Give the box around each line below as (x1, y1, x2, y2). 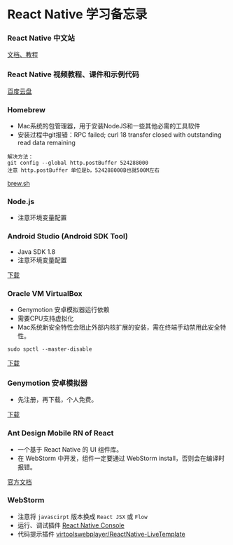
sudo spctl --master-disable (7, 345, 92, 353)
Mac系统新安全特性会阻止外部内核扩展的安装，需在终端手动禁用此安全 (17, 323, 220, 331)
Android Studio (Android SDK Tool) (7, 231, 128, 241)
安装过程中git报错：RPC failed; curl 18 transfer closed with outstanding (17, 130, 222, 139)
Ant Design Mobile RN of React (7, 429, 114, 438)
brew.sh (7, 180, 30, 188)
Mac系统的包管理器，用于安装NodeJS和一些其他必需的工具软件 (17, 122, 201, 130)
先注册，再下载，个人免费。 (17, 396, 98, 404)
